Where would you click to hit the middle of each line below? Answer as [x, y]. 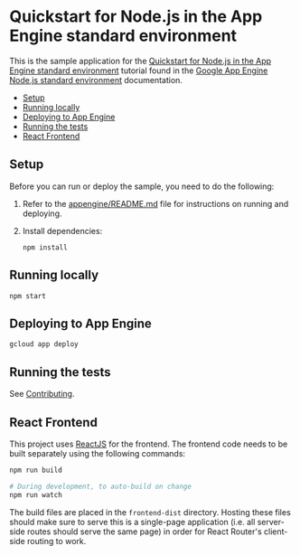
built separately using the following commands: [98, 453]
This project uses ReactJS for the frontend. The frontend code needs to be [149, 444]
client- [276, 531]
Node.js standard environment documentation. [96, 80]
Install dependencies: [62, 230]
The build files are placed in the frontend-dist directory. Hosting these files [150, 512]
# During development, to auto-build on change [101, 486]
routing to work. [56, 541]
